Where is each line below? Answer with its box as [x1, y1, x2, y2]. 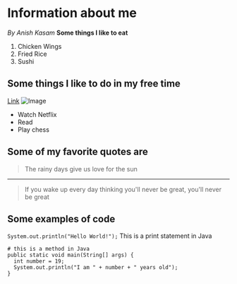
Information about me [7, 5, 138, 21]
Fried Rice [17, 50, 47, 58]
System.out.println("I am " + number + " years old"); [13, 264, 178, 271]
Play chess [17, 125, 49, 134]
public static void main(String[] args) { [7, 251, 134, 259]
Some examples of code [7, 212, 116, 225]
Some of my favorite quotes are [7, 146, 148, 158]
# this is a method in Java [7, 246, 90, 253]
